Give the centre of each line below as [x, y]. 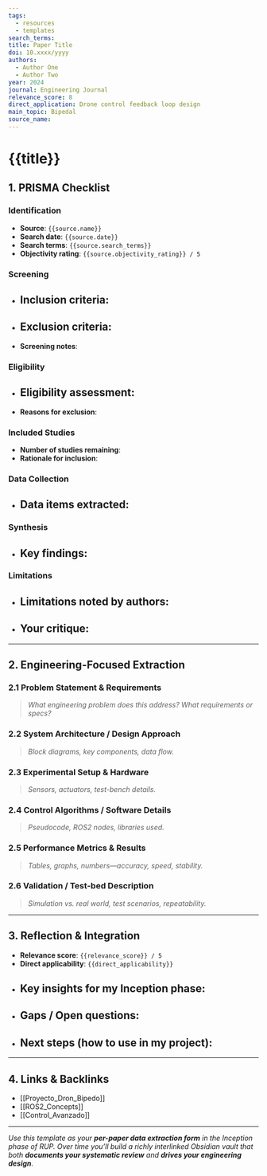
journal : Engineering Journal [58, 90]
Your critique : [54, 629]
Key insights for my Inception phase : [112, 989]
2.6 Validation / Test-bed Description [81, 886]
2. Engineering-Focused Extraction [97, 665]
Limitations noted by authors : [94, 601]
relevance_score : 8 [41, 97]
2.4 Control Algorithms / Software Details [90, 809]
